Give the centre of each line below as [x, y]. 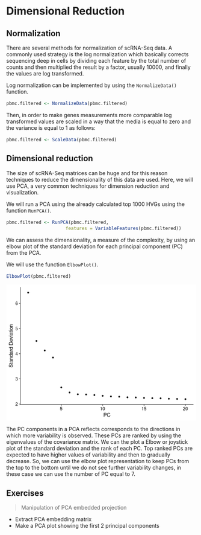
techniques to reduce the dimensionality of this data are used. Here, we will [100, 179]
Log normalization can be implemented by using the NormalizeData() [91, 85]
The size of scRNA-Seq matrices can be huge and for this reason [87, 173]
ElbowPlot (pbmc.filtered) [39, 277]
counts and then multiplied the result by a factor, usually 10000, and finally [98, 67]
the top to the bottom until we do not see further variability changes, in [94, 468]
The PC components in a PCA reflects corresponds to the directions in [93, 429]
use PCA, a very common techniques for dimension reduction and [88, 186]
